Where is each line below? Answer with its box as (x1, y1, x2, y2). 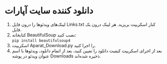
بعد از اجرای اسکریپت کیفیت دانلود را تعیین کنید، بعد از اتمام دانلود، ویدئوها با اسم (11, 48, 162, 54)
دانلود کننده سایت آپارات (4, 5, 93, 16)
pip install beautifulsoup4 (11, 38, 70, 43)
